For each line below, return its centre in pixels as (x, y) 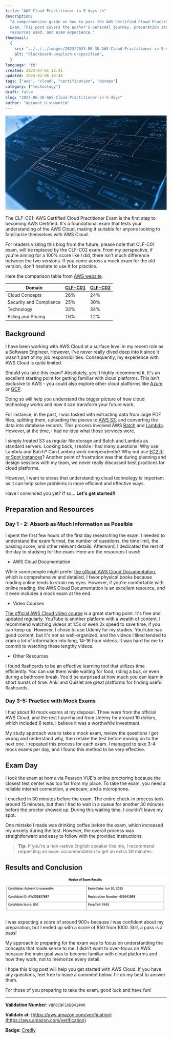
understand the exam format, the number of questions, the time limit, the (82, 541)
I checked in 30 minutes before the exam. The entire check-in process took (85, 799)
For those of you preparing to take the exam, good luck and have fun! (79, 990)
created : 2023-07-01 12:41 (34, 70)
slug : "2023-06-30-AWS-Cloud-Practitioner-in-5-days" (64, 98)
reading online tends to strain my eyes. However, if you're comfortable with (84, 582)
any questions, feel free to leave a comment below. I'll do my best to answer (85, 975)
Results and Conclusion (44, 868)
